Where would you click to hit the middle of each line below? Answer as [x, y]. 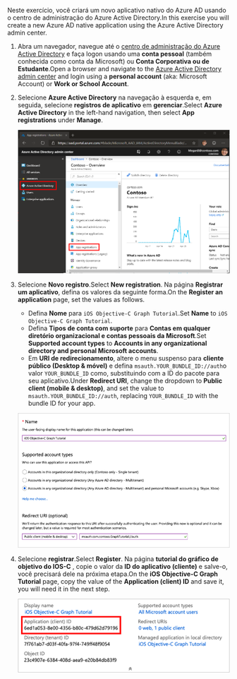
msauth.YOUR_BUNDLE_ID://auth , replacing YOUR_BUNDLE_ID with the [123, 395]
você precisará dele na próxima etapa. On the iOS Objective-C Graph [118, 574]
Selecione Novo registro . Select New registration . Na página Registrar [120, 284]
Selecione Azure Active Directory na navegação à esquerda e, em [114, 97]
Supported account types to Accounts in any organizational [117, 343]
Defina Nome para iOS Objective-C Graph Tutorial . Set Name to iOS [128, 313]
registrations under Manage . [60, 120]
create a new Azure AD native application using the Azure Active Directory [115, 25]
